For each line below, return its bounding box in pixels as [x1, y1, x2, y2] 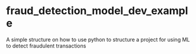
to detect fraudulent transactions [6, 42, 86, 49]
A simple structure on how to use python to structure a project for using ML [6, 36, 190, 43]
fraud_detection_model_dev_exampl [6, 4, 188, 18]
